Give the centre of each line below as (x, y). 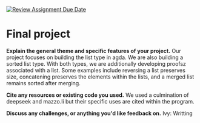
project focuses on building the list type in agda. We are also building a (95, 57)
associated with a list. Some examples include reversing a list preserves (96, 70)
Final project (38, 34)
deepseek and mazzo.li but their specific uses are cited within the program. (100, 101)
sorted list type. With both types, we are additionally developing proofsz (96, 63)
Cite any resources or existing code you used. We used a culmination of (98, 95)
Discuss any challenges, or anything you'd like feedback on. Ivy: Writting (99, 113)
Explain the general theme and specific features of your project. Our (94, 51)
